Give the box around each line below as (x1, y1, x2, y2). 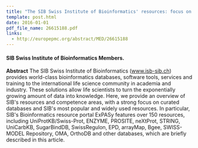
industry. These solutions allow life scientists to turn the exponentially (6, 86, 176, 93)
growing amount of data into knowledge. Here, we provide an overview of (6, 93, 186, 100)
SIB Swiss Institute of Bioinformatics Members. (6, 54, 125, 61)
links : (6, 31, 22, 37)
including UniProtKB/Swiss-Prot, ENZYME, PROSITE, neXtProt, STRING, (6, 117, 180, 124)
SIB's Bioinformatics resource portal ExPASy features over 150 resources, (6, 111, 185, 119)
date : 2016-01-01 (6, 19, 49, 25)
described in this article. (6, 136, 65, 143)
